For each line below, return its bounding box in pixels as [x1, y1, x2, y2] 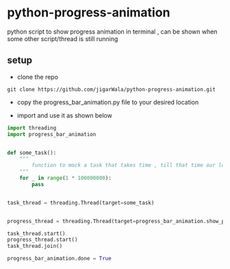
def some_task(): [7, 149, 57, 156]
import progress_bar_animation [7, 131, 97, 138]
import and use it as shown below [16, 111, 113, 119]
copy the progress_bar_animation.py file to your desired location [16, 98, 199, 106]
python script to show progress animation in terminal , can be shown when [7, 27, 218, 36]
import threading [7, 125, 57, 131]
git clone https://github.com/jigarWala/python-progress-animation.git [7, 86, 216, 93]
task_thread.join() [7, 243, 63, 250]
